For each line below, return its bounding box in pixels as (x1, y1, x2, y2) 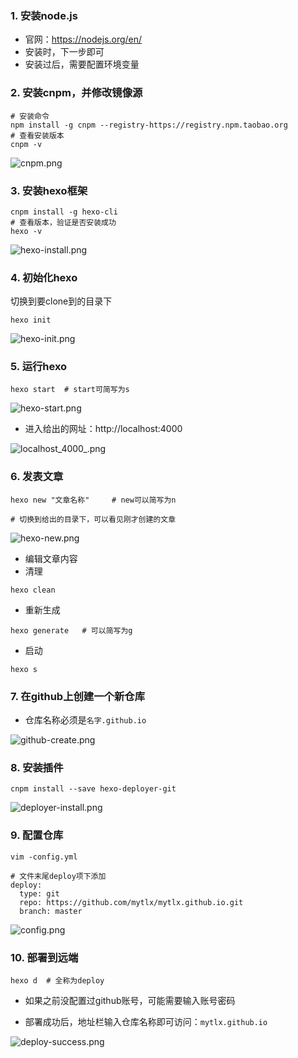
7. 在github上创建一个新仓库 (10, 689, 146, 703)
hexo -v (10, 226, 43, 236)
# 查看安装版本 (10, 130, 65, 141)
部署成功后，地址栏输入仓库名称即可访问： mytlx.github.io (24, 1015, 268, 1027)
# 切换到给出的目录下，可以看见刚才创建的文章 (10, 514, 177, 524)
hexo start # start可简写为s (10, 385, 130, 395)
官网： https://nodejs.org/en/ (24, 33, 143, 46)
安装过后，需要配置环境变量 (24, 58, 140, 71)
